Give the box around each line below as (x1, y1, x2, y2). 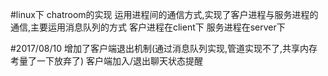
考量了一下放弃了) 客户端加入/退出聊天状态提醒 (10, 55, 204, 67)
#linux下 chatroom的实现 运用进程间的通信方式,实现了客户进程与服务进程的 (10, 9, 319, 20)
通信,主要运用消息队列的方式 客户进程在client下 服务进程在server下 (10, 21, 286, 33)
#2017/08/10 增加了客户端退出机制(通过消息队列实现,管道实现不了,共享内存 (10, 43, 318, 54)
